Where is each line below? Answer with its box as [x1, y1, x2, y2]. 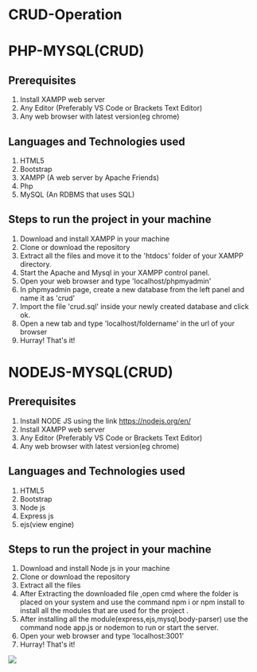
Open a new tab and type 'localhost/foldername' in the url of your [19, 318, 235, 328]
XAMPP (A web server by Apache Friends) [19, 173, 159, 182]
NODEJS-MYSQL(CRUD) [8, 364, 173, 381]
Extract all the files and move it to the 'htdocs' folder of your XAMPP [19, 251, 244, 260]
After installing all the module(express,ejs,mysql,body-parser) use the [19, 615, 249, 624]
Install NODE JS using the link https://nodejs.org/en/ [19, 416, 191, 425]
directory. [19, 259, 52, 268]
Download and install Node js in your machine [19, 564, 170, 573]
